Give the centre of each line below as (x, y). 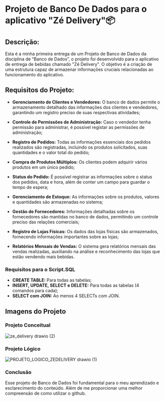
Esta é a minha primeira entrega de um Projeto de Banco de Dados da (76, 54)
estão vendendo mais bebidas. (43, 256)
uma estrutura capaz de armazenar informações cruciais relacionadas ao (79, 69)
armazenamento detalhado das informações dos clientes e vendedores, (85, 107)
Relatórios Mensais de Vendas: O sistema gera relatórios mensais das (84, 246)
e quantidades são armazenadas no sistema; (58, 202)
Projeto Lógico (23, 349)
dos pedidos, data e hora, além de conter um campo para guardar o (81, 182)
